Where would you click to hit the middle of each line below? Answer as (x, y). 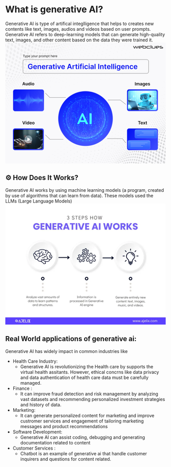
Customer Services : (34, 448)
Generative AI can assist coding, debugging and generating (82, 437)
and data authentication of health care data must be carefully (84, 377)
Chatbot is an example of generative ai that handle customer (84, 453)
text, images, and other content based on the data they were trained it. (79, 40)
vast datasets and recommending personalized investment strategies (93, 399)
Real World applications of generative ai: (71, 339)
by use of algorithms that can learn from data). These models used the (79, 195)
